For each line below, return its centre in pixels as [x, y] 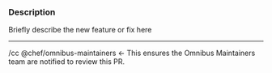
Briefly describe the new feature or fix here [80, 30]
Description [32, 12]
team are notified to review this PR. [67, 62]
